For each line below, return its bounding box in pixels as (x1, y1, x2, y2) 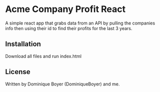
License (5, 67, 31, 76)
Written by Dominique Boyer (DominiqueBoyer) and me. (5, 81, 120, 87)
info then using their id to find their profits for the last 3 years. (5, 25, 132, 31)
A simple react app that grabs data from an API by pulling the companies (5, 20, 155, 26)
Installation (5, 40, 41, 48)
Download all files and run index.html (5, 53, 82, 59)
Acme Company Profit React (5, 3, 126, 15)
